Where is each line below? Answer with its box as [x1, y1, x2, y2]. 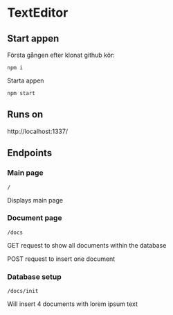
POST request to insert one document [7, 255, 116, 263]
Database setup [7, 272, 62, 282]
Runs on [7, 109, 44, 121]
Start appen [7, 33, 60, 44]
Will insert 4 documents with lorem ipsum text [7, 300, 138, 308]
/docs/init [7, 288, 39, 295]
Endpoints [7, 147, 53, 159]
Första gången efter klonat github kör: [7, 51, 116, 59]
